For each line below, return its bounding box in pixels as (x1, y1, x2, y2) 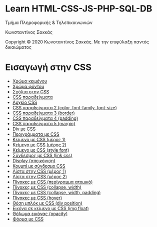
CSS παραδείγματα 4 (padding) (12, 115, 78, 121)
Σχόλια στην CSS (12, 88, 49, 95)
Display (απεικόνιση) (12, 158, 56, 164)
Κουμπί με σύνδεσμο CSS (12, 163, 66, 169)
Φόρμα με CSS (12, 216, 44, 222)
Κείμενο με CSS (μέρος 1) (12, 136, 66, 142)
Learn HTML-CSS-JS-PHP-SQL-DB (5, 3, 152, 14)
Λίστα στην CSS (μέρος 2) (12, 173, 67, 180)
